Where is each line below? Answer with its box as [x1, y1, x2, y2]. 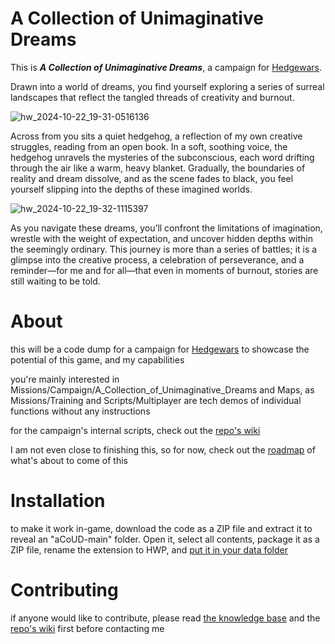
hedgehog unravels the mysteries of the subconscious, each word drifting [10, 151, 315, 163]
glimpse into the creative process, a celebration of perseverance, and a [10, 253, 305, 266]
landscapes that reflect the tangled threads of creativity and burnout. [10, 91, 295, 103]
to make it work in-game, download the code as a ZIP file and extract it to [10, 522, 313, 534]
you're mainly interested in [10, 373, 120, 385]
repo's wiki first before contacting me [10, 622, 165, 634]
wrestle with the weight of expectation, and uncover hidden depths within [10, 232, 314, 244]
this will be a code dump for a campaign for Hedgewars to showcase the [10, 343, 310, 355]
